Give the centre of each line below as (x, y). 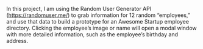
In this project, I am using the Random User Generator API (79, 9)
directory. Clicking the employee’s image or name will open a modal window (101, 28)
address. (17, 41)
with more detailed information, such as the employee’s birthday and (92, 34)
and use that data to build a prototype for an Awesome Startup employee (98, 21)
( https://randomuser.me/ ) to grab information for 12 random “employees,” (98, 15)
